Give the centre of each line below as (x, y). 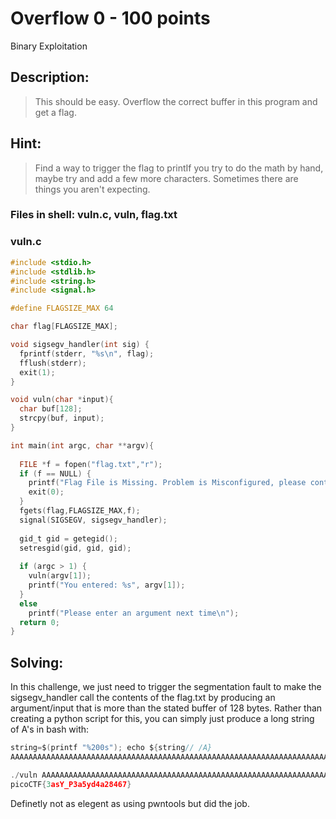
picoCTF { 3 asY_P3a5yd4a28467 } (71, 784)
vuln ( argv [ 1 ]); (60, 576)
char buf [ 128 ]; (51, 409)
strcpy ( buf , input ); (62, 418)
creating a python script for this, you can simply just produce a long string (162, 719)
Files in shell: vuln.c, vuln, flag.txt (94, 215)
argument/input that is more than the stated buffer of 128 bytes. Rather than (166, 708)
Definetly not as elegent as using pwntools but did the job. (130, 803)
